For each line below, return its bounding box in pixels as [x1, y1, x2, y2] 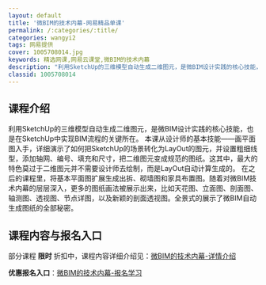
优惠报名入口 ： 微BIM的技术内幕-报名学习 [8, 268, 142, 278]
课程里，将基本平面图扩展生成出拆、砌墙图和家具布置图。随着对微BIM [21, 173, 250, 183]
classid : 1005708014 [8, 70, 77, 78]
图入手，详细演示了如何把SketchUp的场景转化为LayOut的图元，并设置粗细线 [8, 144, 258, 154]
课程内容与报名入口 [8, 229, 102, 242]
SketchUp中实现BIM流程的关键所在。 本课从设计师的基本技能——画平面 [21, 134, 256, 143]
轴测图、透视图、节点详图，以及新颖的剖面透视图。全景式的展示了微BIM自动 [8, 193, 257, 203]
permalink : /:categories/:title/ [8, 26, 119, 34]
